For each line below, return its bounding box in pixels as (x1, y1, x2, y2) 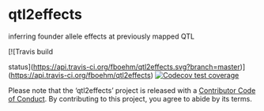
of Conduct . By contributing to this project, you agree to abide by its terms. (8, 94, 253, 103)
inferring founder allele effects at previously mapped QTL (8, 31, 195, 41)
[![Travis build (8, 46, 54, 56)
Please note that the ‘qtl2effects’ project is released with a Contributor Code (8, 85, 256, 95)
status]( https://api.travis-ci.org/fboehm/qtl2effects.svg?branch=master (8, 61, 241, 72)
